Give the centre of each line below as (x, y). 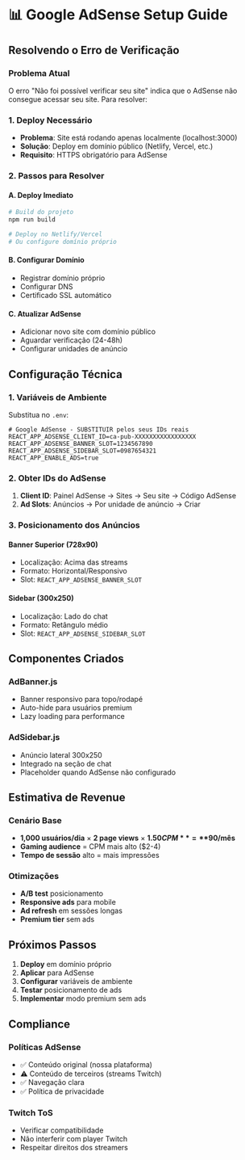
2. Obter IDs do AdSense (57, 478)
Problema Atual (39, 73)
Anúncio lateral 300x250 (61, 754)
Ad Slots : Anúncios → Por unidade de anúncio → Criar (110, 504)
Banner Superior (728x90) (53, 544)
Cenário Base (35, 820)
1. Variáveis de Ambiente (58, 397)
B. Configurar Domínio (46, 260)
